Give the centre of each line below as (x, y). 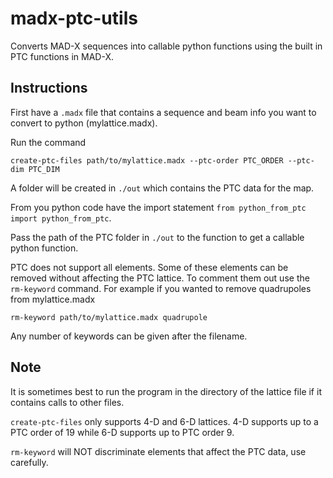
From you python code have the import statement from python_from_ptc (158, 207)
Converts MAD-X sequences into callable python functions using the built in (166, 46)
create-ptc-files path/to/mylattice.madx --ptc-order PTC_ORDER (147, 160)
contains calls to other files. (67, 402)
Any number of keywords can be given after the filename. (129, 336)
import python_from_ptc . (61, 218)
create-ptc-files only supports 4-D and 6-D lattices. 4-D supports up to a (164, 421)
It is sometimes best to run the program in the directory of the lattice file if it (166, 391)
